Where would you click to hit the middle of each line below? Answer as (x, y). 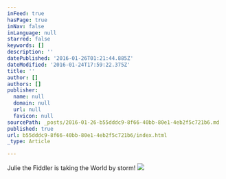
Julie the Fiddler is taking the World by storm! (71, 168)
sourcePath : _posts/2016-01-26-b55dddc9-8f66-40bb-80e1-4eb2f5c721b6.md (113, 122)
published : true (30, 129)
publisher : (23, 90)
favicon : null (33, 116)
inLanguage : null (32, 33)
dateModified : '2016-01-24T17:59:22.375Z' (69, 65)
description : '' (30, 52)
